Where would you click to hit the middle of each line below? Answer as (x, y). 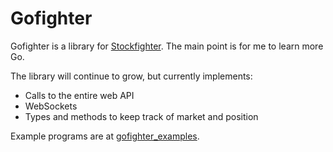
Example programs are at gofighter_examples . (105, 136)
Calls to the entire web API (79, 95)
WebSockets (51, 106)
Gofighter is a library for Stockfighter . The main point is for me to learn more (167, 46)
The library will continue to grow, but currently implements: (131, 76)
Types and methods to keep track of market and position (141, 116)
